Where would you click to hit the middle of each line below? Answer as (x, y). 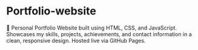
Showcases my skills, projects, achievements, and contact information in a (99, 34)
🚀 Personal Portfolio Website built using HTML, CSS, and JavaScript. (92, 28)
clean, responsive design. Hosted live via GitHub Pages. (76, 40)
